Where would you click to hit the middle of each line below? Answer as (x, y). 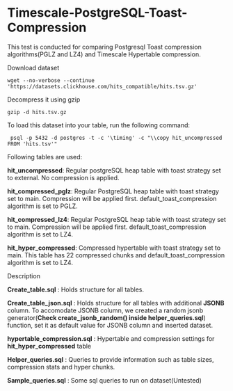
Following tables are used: (45, 157)
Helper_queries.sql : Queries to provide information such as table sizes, (111, 359)
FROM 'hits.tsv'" (32, 144)
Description (24, 276)
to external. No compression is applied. (63, 177)
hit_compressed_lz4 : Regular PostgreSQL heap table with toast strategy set (116, 219)
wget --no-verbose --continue (51, 80)
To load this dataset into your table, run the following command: (98, 125)
